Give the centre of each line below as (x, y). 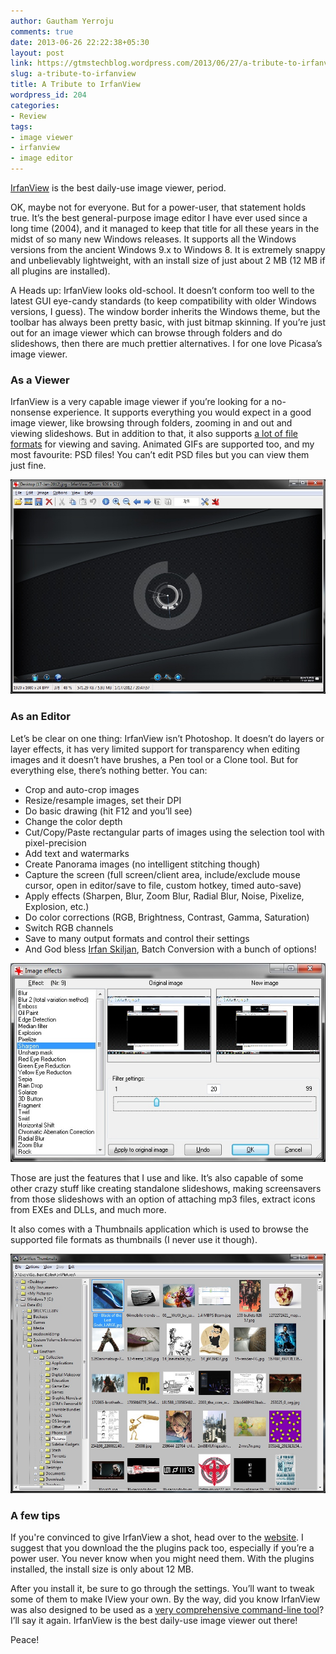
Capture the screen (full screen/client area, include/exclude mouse (162, 874)
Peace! (25, 1640)
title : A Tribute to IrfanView (75, 85)
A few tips (35, 1515)
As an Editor (40, 717)
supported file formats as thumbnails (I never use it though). (134, 1240)
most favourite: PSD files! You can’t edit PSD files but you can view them (160, 455)
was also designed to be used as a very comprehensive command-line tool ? (167, 1610)
